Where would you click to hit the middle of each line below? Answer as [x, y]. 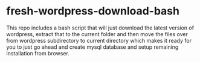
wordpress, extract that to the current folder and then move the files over [97, 34]
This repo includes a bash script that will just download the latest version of [100, 28]
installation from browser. [38, 53]
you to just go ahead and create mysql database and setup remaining [92, 47]
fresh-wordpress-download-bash [93, 11]
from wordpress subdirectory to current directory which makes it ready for [99, 40]
